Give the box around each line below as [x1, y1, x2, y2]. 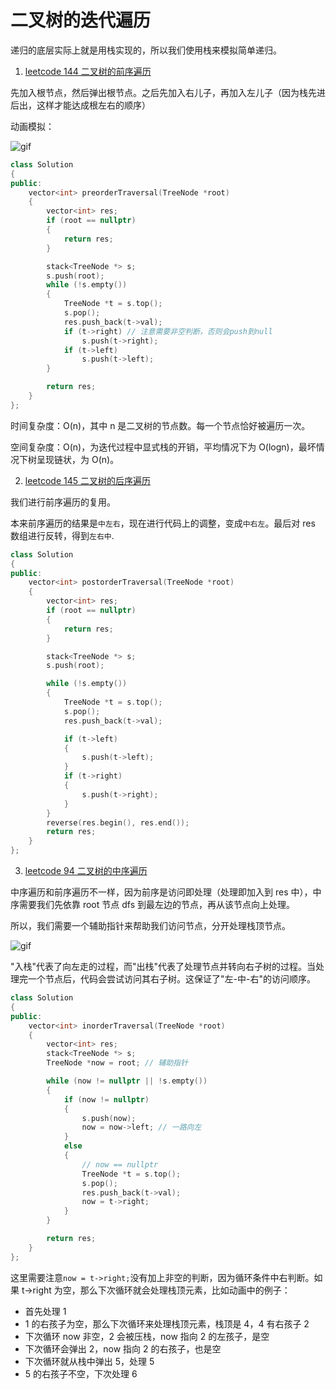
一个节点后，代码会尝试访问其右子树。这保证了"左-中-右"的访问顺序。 [27, 973, 316, 985]
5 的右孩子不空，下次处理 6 [24, 1367, 138, 1380]
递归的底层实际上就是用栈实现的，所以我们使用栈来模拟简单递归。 [10, 44, 282, 56]
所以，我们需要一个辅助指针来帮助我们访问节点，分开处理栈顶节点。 [10, 920, 291, 932]
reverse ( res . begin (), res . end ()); [46, 817, 190, 828]
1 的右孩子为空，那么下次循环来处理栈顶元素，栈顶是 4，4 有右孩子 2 [24, 1317, 310, 1330]
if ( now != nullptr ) [63, 1094, 150, 1105]
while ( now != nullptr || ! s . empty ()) [46, 1076, 208, 1086]
